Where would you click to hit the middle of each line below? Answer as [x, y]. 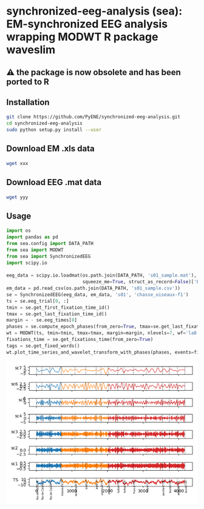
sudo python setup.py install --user [54, 130]
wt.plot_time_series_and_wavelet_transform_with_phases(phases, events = [100, 352]
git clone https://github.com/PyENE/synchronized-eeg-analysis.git [93, 117]
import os [19, 231]
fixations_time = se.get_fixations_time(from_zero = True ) [80, 340]
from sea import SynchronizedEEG [49, 256]
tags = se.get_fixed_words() [43, 346]
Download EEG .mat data [54, 182]
